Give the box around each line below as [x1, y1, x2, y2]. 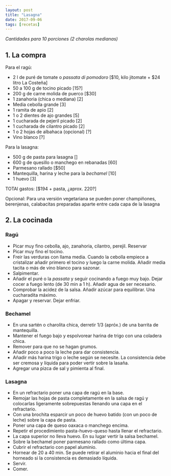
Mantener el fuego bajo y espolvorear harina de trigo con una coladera [12, 333, 162, 339]
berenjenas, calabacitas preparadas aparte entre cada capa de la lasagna [5, 201, 160, 208]
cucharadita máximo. [12, 292, 57, 298]
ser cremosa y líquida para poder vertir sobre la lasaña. [12, 360, 129, 366]
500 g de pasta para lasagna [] [12, 154, 78, 160]
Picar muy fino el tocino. [12, 248, 64, 254]
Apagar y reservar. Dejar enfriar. [12, 297, 81, 303]
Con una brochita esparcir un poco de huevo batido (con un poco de [12, 411, 157, 418]
